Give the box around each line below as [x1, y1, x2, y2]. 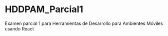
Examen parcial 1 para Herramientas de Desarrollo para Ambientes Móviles [5, 20, 163, 26]
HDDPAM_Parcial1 [5, 4, 83, 15]
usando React [5, 25, 34, 31]
